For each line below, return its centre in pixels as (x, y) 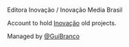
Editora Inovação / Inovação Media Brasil (65, 10)
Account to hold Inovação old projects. (62, 23)
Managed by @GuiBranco (44, 36)
